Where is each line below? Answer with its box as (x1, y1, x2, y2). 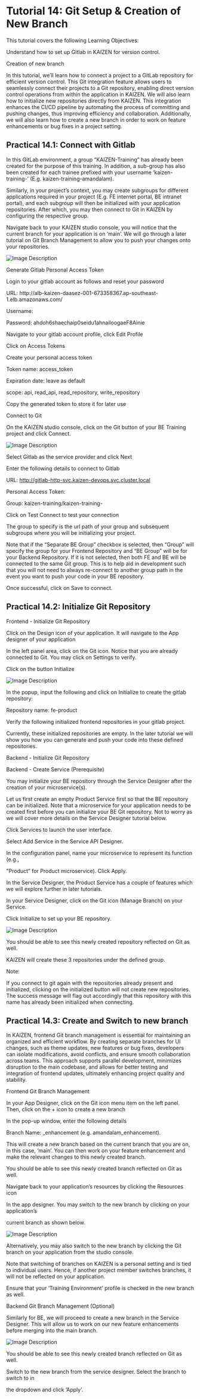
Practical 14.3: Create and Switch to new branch (6, 1015, 189, 1026)
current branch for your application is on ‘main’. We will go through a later (6, 230, 187, 237)
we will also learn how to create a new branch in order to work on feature (6, 116, 186, 124)
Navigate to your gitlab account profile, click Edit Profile (6, 330, 143, 338)
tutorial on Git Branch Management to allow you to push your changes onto (6, 236, 191, 243)
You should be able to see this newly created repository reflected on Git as (6, 938, 190, 945)
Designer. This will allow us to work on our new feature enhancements (6, 1320, 179, 1328)
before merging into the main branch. (6, 1327, 98, 1334)
